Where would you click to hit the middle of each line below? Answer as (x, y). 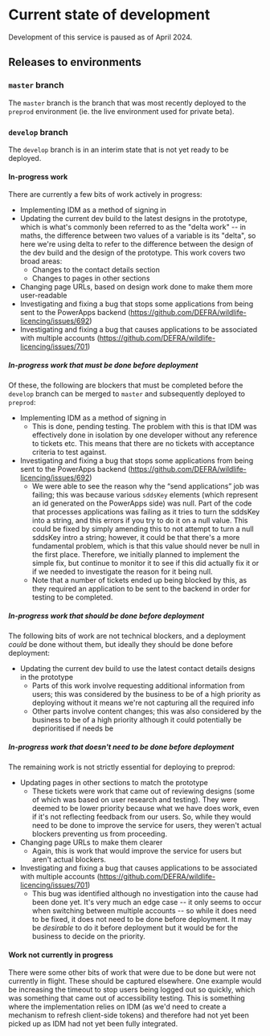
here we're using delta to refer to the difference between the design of (137, 244)
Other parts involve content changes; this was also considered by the (147, 711)
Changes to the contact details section (96, 270)
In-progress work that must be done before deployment (103, 365)
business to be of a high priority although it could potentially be (137, 720)
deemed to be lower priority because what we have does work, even (145, 809)
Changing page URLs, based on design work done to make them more (136, 287)
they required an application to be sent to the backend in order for (141, 589)
